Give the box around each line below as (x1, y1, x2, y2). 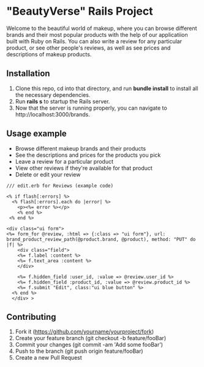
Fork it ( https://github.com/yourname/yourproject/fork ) (15, 328, 154, 335)
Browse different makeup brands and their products (15, 145, 146, 152)
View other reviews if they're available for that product (15, 164, 153, 172)
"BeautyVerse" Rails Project (6, 4, 153, 18)
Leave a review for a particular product (15, 157, 114, 165)
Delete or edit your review (15, 170, 81, 178)
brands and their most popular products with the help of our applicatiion (6, 31, 188, 38)
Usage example (6, 129, 67, 139)
